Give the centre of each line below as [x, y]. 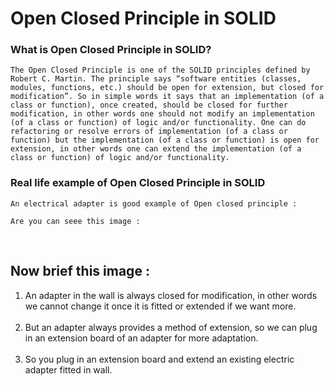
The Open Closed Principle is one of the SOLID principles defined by [160, 70]
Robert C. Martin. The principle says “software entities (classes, [156, 79]
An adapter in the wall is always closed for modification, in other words [171, 295]
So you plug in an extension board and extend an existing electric [159, 359]
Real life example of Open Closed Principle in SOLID [138, 183]
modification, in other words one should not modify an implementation [162, 114]
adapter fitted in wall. [68, 369]
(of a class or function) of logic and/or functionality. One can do [158, 123]
